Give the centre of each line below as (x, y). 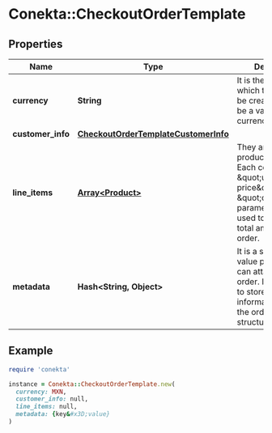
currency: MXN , (41, 392)
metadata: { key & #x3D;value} (63, 414)
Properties (36, 44)
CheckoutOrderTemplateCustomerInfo (153, 134)
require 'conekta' (39, 369)
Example (31, 351)
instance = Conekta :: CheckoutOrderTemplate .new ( (92, 384)
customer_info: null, (52, 399)
